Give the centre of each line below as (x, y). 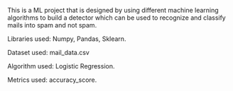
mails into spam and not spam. (52, 25)
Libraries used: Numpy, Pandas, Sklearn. (67, 39)
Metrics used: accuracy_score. (52, 80)
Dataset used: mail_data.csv (49, 53)
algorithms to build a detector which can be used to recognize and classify (116, 18)
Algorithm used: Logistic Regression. (61, 66)
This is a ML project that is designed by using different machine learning (113, 10)
